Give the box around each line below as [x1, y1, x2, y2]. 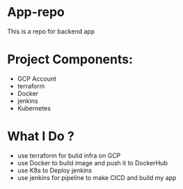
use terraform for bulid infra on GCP [17, 151, 121, 160]
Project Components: [7, 51, 134, 67]
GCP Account [17, 74, 57, 83]
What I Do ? [7, 129, 74, 145]
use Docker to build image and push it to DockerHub [17, 158, 168, 167]
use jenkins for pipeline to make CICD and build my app [17, 173, 177, 181]
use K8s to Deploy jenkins [17, 166, 93, 174]
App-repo [7, 4, 65, 20]
